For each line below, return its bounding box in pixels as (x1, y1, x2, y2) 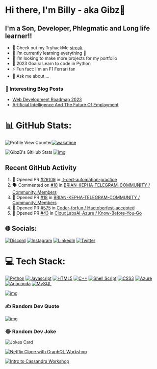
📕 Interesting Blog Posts (5, 85, 64, 92)
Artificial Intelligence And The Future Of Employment (12, 102, 119, 108)
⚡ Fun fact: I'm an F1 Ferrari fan (12, 66, 76, 72)
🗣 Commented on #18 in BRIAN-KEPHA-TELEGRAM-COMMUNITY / (12, 182, 150, 188)
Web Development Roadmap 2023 (12, 97, 82, 102)
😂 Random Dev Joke (5, 328, 56, 335)
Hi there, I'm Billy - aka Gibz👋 (5, 4, 126, 16)
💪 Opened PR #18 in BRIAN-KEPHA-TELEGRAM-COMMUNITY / (12, 195, 140, 201)
